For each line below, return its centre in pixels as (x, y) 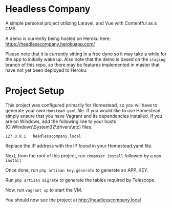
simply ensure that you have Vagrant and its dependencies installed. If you (84, 116)
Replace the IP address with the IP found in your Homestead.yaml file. (79, 145)
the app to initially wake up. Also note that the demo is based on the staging (85, 59)
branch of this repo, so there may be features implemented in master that (82, 65)
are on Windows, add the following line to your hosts (61, 121)
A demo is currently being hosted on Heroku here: (58, 38)
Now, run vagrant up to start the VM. (44, 190)
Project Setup (35, 91)
